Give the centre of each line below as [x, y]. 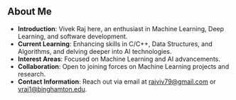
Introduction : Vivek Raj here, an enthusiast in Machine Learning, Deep [121, 28]
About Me [29, 12]
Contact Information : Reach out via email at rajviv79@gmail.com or [117, 82]
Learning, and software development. [73, 36]
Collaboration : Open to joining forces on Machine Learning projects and [123, 66]
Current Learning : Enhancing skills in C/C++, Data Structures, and [115, 44]
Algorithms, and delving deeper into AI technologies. [95, 51]
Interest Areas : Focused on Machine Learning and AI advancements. [119, 59]
